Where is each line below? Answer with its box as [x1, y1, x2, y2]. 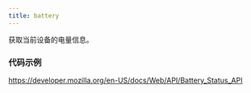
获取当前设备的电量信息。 [8, 34, 94, 44]
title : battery [8, 11, 60, 20]
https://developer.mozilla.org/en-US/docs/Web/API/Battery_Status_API [8, 75, 243, 85]
